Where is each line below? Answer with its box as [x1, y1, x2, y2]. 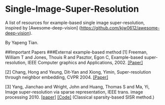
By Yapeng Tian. [5, 39, 38, 45]
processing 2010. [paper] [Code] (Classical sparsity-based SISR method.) [5, 94, 155, 100]
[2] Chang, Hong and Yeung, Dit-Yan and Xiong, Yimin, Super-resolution [5, 69, 151, 75]
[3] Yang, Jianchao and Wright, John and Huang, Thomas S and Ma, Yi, [5, 83, 150, 89]
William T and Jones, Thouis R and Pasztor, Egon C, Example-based [5, 54, 143, 60]
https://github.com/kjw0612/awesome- [80, 25, 160, 30]
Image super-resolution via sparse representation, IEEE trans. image [5, 89, 143, 95]
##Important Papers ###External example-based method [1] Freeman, [5, 49, 148, 55]
